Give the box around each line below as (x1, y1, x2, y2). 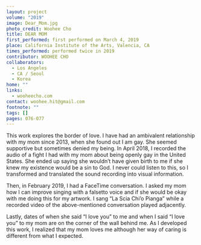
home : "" (6, 82, 28, 88)
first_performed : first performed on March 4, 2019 (6, 37, 139, 43)
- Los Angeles (11, 65, 47, 71)
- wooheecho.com (11, 93, 53, 99)
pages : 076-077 (6, 115, 45, 121)
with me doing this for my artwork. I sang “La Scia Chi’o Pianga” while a (6, 195, 184, 202)
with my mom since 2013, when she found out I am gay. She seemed (6, 138, 177, 145)
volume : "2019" (6, 14, 45, 21)
